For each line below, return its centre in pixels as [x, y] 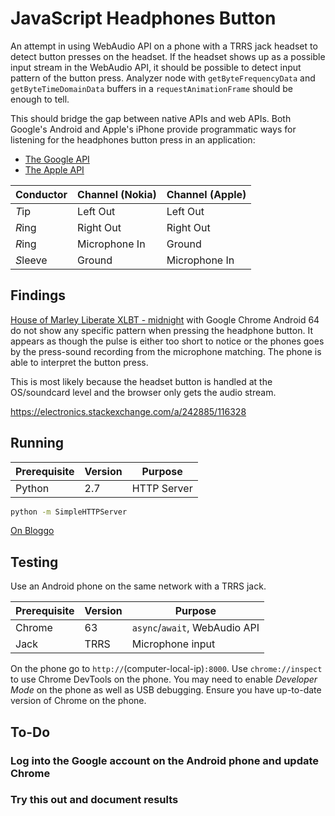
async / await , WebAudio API [195, 628]
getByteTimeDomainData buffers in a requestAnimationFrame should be [151, 88]
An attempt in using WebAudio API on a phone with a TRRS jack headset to [164, 46]
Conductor [41, 194]
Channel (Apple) [206, 194]
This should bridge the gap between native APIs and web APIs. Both [151, 118]
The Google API [57, 159]
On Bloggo [32, 531]
